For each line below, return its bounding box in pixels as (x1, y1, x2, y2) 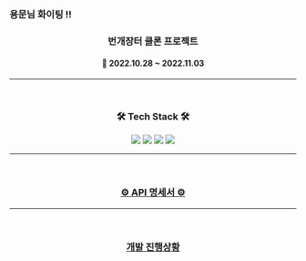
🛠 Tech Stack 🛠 (116, 110, 190, 122)
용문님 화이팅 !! (9, 7, 73, 20)
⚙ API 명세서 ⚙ (120, 186, 186, 199)
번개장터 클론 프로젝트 (107, 35, 199, 47)
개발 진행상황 (126, 240, 180, 253)
